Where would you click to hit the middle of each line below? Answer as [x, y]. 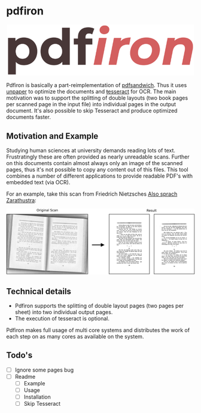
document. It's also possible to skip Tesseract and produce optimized [92, 111]
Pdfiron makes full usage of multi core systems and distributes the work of [98, 330]
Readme [25, 376]
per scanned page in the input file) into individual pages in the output [91, 104]
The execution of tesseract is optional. [62, 319]
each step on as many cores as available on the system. [75, 337]
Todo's [19, 355]
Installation [37, 397]
